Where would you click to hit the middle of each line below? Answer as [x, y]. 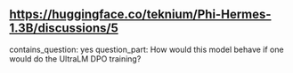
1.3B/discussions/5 [64, 29]
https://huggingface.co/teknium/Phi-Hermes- [140, 15]
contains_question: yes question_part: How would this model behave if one [146, 49]
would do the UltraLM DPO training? [75, 58]
